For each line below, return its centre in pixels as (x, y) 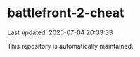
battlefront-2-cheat (66, 13)
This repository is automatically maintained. (70, 46)
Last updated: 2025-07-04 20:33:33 (60, 32)
